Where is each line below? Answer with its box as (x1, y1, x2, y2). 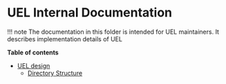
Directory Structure (27, 69, 83, 77)
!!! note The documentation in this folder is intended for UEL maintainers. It (7, 28, 220, 36)
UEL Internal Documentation (7, 5, 173, 21)
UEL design (17, 61, 50, 70)
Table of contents (7, 48, 59, 56)
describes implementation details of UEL (7, 34, 123, 43)
